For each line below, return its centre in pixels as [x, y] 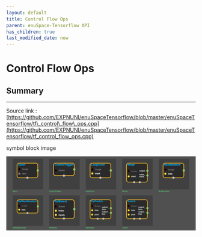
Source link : [22, 111]
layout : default [26, 13]
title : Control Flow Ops [37, 19]
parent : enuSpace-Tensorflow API [48, 25]
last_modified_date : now [37, 38]
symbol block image [31, 148]
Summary [25, 91]
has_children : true [31, 32]
